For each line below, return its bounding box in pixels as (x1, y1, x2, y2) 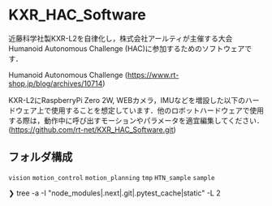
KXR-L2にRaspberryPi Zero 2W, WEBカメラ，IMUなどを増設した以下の (8, 95, 246, 105)
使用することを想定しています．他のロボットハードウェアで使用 (50, 105, 265, 115)
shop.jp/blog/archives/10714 (8, 79, 103, 88)
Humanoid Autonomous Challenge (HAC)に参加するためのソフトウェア (8, 43, 245, 54)
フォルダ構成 (8, 150, 73, 164)
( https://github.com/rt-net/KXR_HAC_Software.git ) (8, 124, 176, 135)
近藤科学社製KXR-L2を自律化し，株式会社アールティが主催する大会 (8, 33, 233, 43)
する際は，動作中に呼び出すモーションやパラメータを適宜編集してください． (8, 115, 264, 125)
